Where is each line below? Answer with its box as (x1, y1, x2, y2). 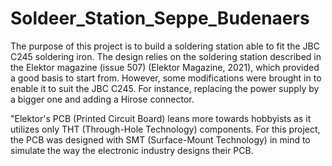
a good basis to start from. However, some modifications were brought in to (10, 72, 322, 84)
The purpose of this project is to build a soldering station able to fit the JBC (10, 40, 320, 52)
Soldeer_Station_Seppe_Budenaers (10, 7, 310, 30)
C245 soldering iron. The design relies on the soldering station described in (10, 50, 322, 62)
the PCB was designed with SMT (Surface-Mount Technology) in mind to (10, 133, 311, 146)
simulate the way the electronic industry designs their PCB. (10, 144, 254, 156)
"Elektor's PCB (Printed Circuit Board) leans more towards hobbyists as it (10, 112, 312, 124)
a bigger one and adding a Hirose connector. (10, 93, 195, 105)
